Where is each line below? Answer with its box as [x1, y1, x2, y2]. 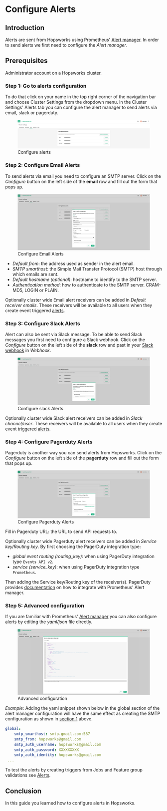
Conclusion [5, 786, 42, 795]
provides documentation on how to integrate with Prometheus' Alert [5, 585, 145, 591]
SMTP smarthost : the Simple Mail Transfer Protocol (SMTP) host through [12, 265, 163, 272]
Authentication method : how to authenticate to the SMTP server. [12, 282, 145, 288]
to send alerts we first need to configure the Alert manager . [5, 42, 128, 48]
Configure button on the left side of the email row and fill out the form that [5, 178, 158, 184]
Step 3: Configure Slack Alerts [5, 320, 81, 327]
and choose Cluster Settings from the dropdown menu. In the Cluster [5, 99, 147, 105]
